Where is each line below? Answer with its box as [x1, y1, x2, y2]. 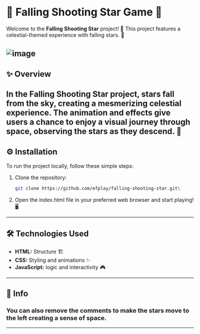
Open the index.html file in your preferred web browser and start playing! [14, 196, 194, 203]
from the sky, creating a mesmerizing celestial [6, 98, 182, 109]
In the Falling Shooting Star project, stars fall [6, 89, 174, 99]
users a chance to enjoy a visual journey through [6, 117, 190, 127]
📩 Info [6, 289, 29, 298]
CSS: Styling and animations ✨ [14, 256, 91, 264]
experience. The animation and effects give [6, 108, 171, 118]
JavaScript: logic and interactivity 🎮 [14, 263, 106, 270]
